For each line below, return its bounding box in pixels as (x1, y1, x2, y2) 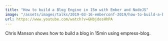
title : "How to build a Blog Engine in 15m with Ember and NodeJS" (5, 7, 149, 12)
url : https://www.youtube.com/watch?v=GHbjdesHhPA (5, 16, 113, 21)
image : (5, 12, 19, 17)
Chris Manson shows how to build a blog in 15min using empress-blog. (5, 30, 151, 36)
